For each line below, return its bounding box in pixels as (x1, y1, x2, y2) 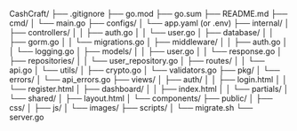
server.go (9, 112, 44, 122)
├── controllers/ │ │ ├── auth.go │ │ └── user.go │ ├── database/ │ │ (9, 27, 275, 37)
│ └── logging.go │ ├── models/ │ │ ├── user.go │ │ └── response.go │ (9, 46, 283, 57)
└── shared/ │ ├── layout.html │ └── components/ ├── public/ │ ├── (9, 93, 273, 104)
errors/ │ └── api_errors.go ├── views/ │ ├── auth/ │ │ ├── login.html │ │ (9, 74, 288, 84)
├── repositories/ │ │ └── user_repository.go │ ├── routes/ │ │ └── (9, 56, 265, 65)
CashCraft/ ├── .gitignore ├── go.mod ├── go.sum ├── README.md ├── (9, 9, 288, 19)
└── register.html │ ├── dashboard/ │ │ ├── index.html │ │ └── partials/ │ (9, 84, 289, 94)
